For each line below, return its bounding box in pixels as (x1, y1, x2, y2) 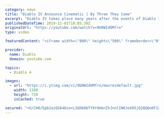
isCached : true (14, 97, 45, 101)
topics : (5, 65, 21, 70)
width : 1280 (14, 88, 38, 93)
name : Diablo (9, 52, 36, 57)
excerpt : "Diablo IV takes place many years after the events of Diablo (5, 16, 156, 21)
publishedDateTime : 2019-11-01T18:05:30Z (5, 20, 91, 26)
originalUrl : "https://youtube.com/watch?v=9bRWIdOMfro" (5, 25, 123, 30)
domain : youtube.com (9, 57, 51, 61)
